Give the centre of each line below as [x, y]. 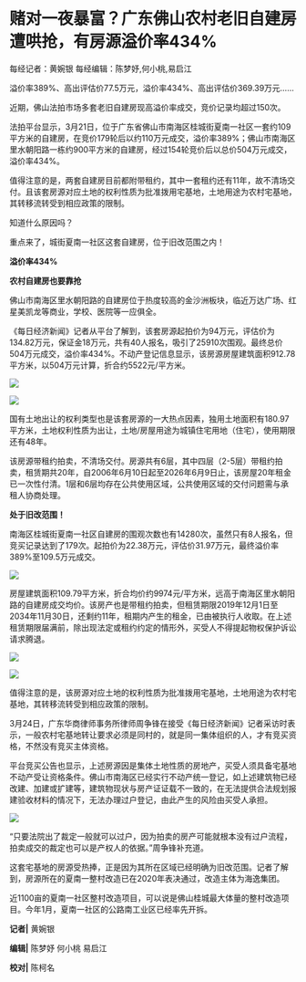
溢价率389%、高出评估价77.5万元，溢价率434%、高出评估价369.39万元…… [152, 88]
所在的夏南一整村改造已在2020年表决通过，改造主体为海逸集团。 [163, 878]
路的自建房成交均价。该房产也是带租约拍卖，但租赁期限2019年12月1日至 [144, 604]
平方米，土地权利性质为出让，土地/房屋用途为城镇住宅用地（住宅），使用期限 [153, 430]
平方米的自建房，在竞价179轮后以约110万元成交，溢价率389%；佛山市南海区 [153, 138]
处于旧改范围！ [37, 514]
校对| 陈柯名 [32, 967]
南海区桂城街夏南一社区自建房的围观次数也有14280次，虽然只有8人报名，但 [151, 534]
